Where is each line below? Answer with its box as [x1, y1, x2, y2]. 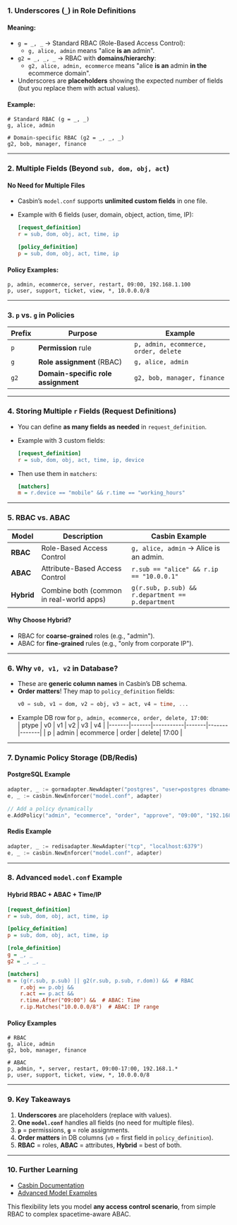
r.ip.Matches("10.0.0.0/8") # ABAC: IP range [20, 1004, 159, 1011]
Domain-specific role [38, 368, 112, 378]
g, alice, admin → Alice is [131, 543, 221, 553]
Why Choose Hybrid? [7, 616, 72, 625]
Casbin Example [151, 531, 207, 541]
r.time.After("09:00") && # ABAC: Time [20, 997, 140, 1004]
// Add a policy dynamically [7, 805, 93, 812]
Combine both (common [41, 586, 122, 596]
